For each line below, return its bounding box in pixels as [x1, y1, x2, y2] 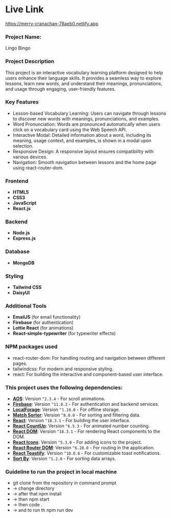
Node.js [12, 230, 30, 236]
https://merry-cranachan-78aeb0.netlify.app [5, 20, 99, 27]
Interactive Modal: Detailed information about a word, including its [12, 132, 152, 138]
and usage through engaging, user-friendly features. [5, 86, 116, 92]
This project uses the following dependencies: [5, 384, 123, 391]
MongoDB [12, 260, 35, 266]
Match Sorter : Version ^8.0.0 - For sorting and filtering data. [12, 411, 141, 418]
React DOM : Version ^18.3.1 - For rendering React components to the [12, 428, 160, 434]
